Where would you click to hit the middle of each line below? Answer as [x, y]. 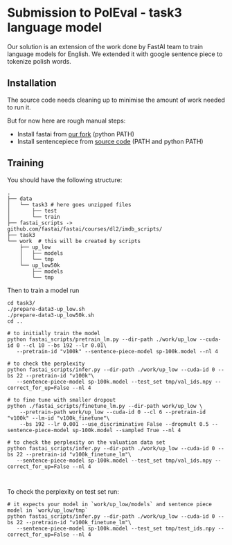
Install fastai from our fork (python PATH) [76, 134]
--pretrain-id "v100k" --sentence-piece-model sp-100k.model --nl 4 [117, 351]
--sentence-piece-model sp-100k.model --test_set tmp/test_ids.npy [116, 528]
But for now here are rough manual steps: [66, 120]
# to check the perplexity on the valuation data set [87, 442]
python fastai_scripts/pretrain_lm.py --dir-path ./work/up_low [102, 339]
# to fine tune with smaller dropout [62, 400]
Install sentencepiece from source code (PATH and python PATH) [110, 141]
